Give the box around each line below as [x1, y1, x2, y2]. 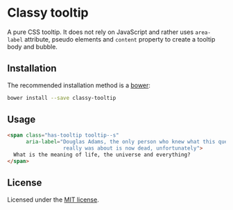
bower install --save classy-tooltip [7, 94, 116, 101]
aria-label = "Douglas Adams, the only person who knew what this [25, 139, 216, 146]
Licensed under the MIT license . [7, 195, 99, 204]
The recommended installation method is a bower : [7, 81, 151, 89]
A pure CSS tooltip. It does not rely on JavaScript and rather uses [7, 28, 194, 36]
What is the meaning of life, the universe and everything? [13, 151, 191, 159]
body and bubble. [7, 42, 58, 51]
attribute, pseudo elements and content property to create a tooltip [24, 35, 216, 43]
